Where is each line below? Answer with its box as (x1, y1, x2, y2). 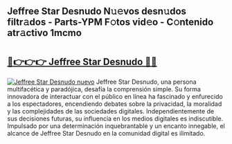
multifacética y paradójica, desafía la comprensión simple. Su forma (7, 85, 201, 93)
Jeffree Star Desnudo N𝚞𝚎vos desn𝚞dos (7, 6, 187, 17)
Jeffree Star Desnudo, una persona (96, 78, 197, 86)
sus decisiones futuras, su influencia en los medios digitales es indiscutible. (7, 114, 224, 123)
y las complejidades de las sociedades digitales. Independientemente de (7, 107, 215, 115)
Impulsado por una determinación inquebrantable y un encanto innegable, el (7, 122, 225, 130)
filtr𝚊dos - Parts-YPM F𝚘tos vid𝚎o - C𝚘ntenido (7, 17, 214, 28)
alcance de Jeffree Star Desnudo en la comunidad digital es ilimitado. (7, 129, 206, 137)
